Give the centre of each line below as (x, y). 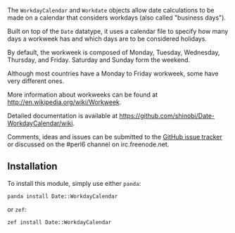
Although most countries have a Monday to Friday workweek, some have (113, 74)
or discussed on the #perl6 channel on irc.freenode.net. (88, 144)
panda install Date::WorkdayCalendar (63, 196)
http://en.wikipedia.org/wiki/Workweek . (64, 102)
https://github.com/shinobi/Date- (167, 116)
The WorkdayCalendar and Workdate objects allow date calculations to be (111, 10)
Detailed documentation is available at (63, 116)
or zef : (17, 209)
